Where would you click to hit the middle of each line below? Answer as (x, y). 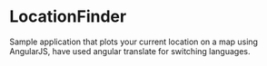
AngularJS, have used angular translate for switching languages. (130, 51)
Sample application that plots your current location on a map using (134, 42)
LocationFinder (68, 17)
